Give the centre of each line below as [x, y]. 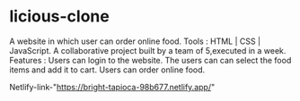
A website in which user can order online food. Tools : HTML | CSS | [135, 41]
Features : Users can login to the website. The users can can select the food [150, 60]
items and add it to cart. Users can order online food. [107, 70]
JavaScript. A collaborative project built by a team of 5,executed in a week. [148, 50]
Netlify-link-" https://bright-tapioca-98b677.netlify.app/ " [112, 87]
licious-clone [59, 17]
